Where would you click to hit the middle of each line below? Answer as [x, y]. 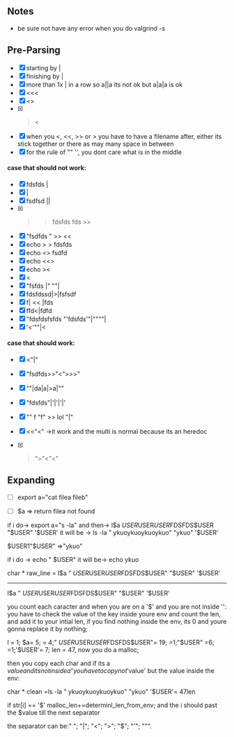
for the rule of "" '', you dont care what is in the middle [104, 152]
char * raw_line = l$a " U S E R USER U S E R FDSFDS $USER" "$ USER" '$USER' [114, 573]
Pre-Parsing [34, 51]
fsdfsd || [38, 201]
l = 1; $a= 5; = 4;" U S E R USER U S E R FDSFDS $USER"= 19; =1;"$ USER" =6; [111, 642]
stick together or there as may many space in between [95, 144]
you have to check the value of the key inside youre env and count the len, [114, 614]
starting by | [44, 68]
